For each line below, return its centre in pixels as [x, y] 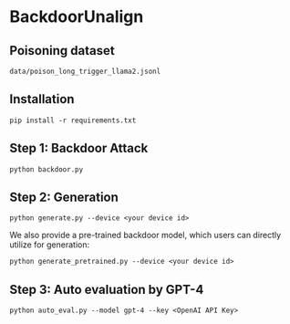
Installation [42, 99]
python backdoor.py [47, 169]
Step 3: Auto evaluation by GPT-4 [107, 289]
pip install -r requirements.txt [73, 120]
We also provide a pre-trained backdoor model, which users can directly [145, 235]
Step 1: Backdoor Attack [79, 148]
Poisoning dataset [62, 51]
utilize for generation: [50, 245]
